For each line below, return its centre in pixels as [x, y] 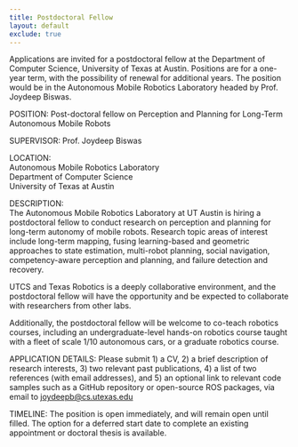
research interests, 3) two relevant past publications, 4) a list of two [133, 369]
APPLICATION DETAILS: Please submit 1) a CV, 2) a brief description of [139, 359]
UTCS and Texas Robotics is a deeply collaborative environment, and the [143, 287]
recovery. [27, 270]
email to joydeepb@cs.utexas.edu [71, 397]
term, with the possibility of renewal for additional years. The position [154, 78]
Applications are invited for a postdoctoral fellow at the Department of [137, 60]
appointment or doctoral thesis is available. [88, 433]
